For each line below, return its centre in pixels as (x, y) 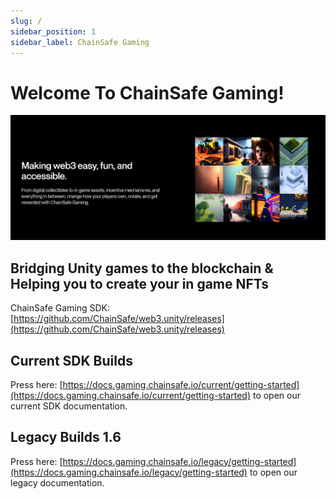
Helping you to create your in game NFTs (140, 283)
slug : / (26, 21)
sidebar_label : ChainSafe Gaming (80, 42)
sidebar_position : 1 (53, 31)
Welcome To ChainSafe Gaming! (147, 92)
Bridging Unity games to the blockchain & (142, 268)
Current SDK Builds (71, 360)
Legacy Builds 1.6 (66, 437)
